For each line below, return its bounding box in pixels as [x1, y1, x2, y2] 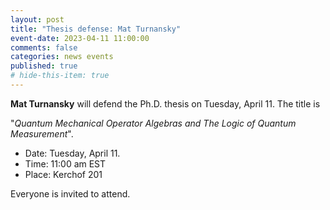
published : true [10, 61, 78, 71]
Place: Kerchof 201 [24, 168, 103, 180]
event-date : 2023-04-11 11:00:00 [10, 33, 150, 43]
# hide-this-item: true [10, 71, 110, 81]
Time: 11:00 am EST [24, 157, 107, 170]
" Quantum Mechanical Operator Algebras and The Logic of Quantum [10, 117, 297, 129]
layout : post [10, 14, 65, 25]
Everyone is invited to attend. [10, 187, 131, 200]
